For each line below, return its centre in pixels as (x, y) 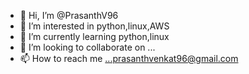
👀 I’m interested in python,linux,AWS (94, 26)
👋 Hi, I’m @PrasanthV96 (69, 15)
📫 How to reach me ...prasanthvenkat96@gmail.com (129, 58)
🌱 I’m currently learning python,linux (94, 36)
